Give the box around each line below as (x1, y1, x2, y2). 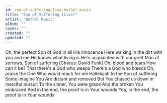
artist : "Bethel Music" (5, 17, 55, 22)
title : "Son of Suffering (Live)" (5, 12, 78, 17)
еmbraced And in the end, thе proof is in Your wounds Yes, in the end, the (5, 86, 158, 92)
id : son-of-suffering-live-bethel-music (5, 7, 92, 13)
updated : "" (5, 36, 30, 41)
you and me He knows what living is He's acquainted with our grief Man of (5, 54, 159, 60)
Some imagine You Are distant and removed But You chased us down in (5, 76, 154, 82)
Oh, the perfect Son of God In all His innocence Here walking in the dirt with (5, 49, 162, 55)
